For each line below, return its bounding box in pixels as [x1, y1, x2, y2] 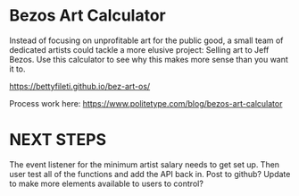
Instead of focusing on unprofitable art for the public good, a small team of [9, 35, 284, 46]
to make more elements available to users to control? [9, 178, 203, 189]
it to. [9, 64, 26, 74]
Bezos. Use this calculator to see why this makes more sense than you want [9, 54, 288, 64]
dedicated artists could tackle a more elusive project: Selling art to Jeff [9, 44, 270, 55]
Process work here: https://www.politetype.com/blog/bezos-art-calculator [9, 98, 283, 108]
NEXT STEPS [9, 130, 107, 150]
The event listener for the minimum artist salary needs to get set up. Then [9, 158, 279, 170]
